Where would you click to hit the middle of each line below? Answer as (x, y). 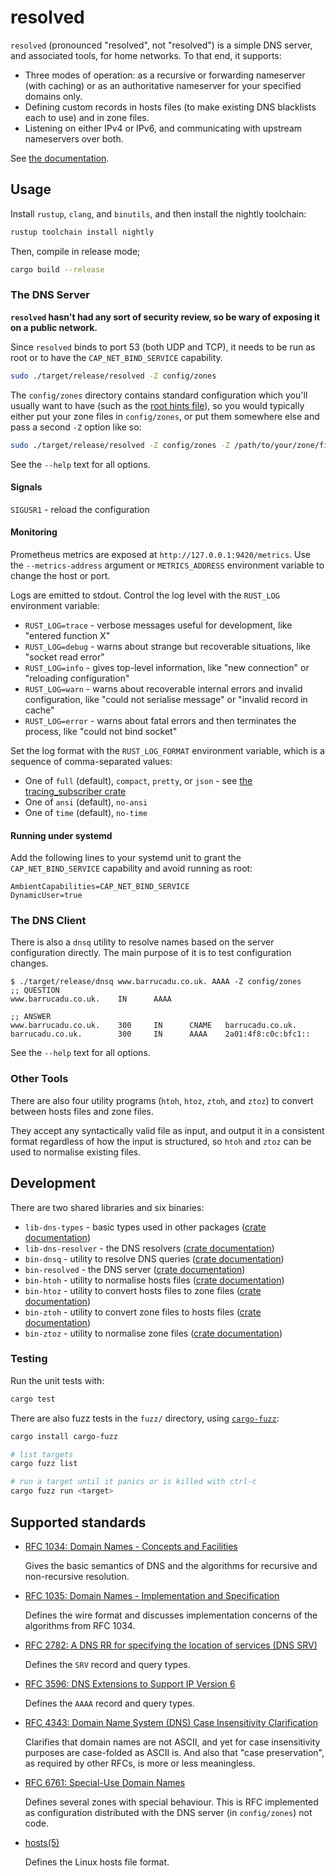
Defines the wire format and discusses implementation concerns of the (171, 1615)
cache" (39, 710)
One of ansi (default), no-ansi (86, 802)
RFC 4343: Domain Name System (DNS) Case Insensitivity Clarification (171, 1722)
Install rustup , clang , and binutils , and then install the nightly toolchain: (158, 213)
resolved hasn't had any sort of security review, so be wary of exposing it (165, 317)
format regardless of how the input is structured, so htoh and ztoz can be (161, 1141)
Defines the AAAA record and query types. (109, 1703)
